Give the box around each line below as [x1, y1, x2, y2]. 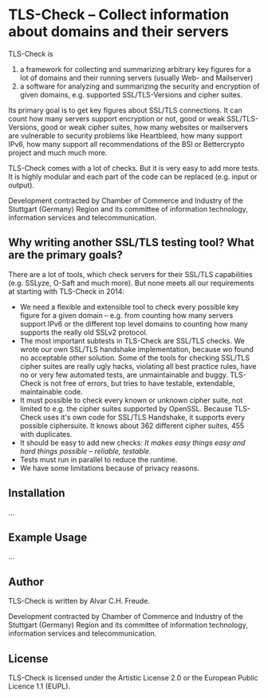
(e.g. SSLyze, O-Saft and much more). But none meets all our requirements [8, 278, 254, 288]
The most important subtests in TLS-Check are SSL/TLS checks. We [19, 335, 245, 345]
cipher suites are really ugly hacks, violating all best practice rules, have [19, 361, 257, 371]
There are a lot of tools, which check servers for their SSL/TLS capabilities [8, 269, 253, 279]
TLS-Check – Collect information [8, 6, 230, 24]
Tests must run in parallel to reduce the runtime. [19, 454, 178, 464]
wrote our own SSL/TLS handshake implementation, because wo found [19, 344, 254, 354]
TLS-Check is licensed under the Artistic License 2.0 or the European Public [8, 673, 258, 682]
